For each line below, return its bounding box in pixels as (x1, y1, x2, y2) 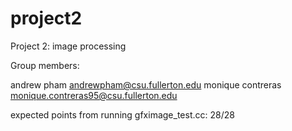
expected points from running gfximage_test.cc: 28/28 (10, 108, 235, 121)
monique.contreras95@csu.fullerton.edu (10, 89, 178, 101)
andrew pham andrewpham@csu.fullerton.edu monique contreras (10, 78, 282, 91)
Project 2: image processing (10, 40, 127, 52)
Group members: (10, 59, 80, 71)
